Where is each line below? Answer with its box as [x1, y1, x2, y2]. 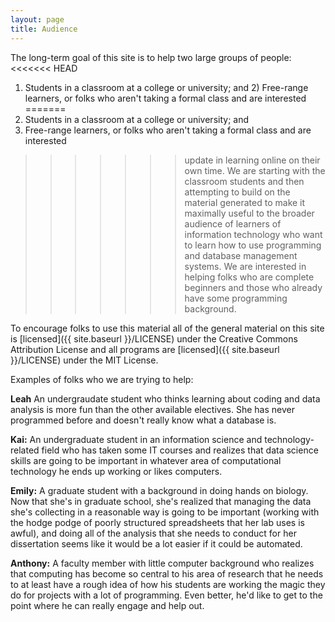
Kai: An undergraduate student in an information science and [10, 433, 263, 445]
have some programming [184, 292, 288, 304]
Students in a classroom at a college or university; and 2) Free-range [24, 81, 309, 93]
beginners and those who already [184, 281, 323, 293]
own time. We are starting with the [184, 164, 326, 176]
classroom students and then [184, 175, 305, 187]
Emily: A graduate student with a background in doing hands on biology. [10, 484, 309, 496]
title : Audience [10, 24, 78, 34]
